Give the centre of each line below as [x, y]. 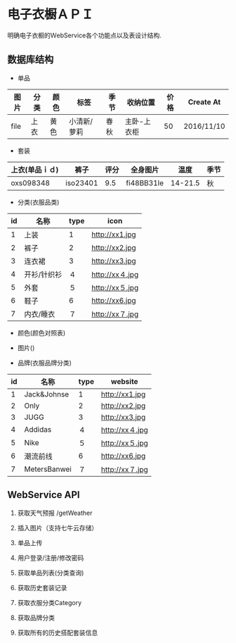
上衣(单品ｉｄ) [35, 170]
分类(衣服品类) [38, 202]
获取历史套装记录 [42, 587]
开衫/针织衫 [43, 274]
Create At [204, 101]
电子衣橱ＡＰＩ [51, 14]
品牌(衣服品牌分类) [45, 363]
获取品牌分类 [36, 618]
